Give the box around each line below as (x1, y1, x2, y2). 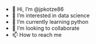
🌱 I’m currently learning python (11, 18, 89, 25)
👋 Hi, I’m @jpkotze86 (11, 6, 64, 12)
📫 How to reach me (11, 32, 62, 38)
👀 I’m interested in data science (11, 12, 90, 19)
